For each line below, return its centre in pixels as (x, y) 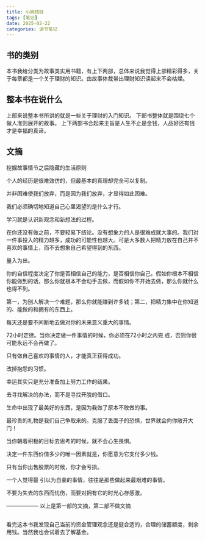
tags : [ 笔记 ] (22, 18)
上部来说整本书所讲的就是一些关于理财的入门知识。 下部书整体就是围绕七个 (101, 115)
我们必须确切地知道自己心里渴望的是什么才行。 (65, 206)
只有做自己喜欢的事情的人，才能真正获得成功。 (65, 355)
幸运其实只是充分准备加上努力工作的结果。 (60, 381)
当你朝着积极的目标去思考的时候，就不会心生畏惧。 (70, 441)
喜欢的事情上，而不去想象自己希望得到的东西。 (65, 247)
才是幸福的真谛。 (28, 130)
